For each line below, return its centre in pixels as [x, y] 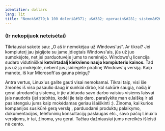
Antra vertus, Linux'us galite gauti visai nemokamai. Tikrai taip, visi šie [76, 82]
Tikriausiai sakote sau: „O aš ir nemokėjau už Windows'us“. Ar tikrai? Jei [78, 47]
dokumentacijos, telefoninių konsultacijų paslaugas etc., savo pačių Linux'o [81, 113]
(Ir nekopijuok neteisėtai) [36, 36]
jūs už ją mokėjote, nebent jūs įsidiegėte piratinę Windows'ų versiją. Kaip [79, 67]
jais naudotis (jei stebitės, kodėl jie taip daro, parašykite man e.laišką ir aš [79, 98]
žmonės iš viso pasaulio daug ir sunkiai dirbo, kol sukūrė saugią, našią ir [78, 87]
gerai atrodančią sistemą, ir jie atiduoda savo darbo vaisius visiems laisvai [80, 92]
